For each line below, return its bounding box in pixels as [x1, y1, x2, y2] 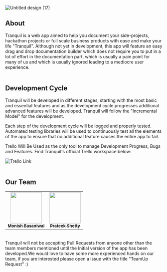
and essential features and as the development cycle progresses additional [5, 102, 160, 108]
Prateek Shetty [49, 223, 81, 229]
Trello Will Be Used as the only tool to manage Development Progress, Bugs [5, 143, 161, 149]
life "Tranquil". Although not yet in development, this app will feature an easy [5, 43, 163, 49]
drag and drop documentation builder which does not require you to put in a [5, 48, 161, 54]
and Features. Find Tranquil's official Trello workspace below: [5, 148, 132, 154]
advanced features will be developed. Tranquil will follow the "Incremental [5, 108, 157, 114]
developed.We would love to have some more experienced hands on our [5, 251, 154, 257]
